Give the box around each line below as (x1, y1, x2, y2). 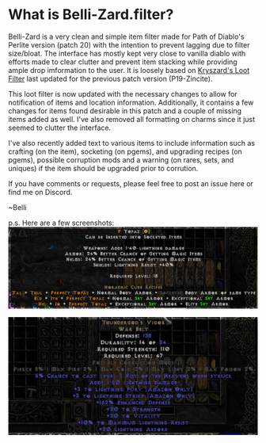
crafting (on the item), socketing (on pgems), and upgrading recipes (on (8, 147, 243, 156)
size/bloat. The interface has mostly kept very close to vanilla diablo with (8, 48, 246, 58)
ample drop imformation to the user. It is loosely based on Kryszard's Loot (8, 65, 250, 74)
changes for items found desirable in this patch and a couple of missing (8, 105, 242, 116)
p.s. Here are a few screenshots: (8, 218, 115, 227)
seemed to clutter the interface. (8, 123, 112, 132)
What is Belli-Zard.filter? (8, 6, 174, 24)
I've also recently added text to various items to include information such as (8, 138, 256, 147)
